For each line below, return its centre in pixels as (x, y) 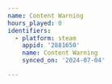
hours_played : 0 (35, 23)
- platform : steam (46, 38)
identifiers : (29, 30)
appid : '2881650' (51, 46)
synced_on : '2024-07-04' (64, 61)
